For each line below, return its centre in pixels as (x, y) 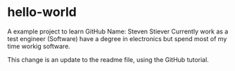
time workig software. (39, 46)
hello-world (42, 12)
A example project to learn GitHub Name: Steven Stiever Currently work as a (118, 31)
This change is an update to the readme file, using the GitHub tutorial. (108, 59)
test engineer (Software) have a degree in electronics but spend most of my (117, 38)
